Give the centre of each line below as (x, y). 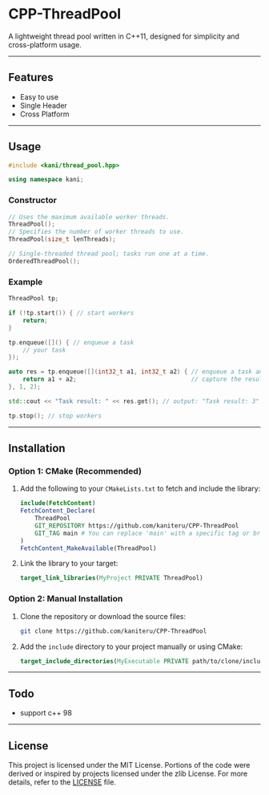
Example (26, 282)
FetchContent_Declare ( (58, 511)
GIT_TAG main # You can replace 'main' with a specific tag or (142, 533)
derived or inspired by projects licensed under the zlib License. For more (128, 774)
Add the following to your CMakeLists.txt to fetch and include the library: (140, 489)
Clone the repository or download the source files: (103, 616)
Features (31, 77)
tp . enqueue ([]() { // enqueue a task (71, 342)
